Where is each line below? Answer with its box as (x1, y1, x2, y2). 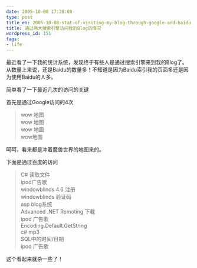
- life (6, 42, 22, 48)
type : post (6, 14, 33, 20)
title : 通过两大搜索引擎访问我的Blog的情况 (6, 25, 101, 31)
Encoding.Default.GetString (20, 222, 87, 229)
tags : (6, 36, 19, 42)
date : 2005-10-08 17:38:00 (6, 8, 73, 15)
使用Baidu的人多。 (11, 73, 57, 80)
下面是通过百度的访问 (6, 158, 58, 166)
